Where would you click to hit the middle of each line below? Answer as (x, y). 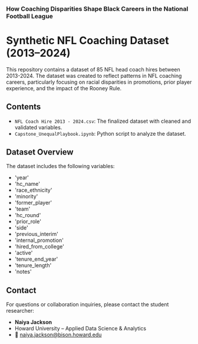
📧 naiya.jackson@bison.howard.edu (58, 335)
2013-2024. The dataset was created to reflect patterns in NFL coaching (94, 76)
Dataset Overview (40, 152)
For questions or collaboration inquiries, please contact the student (88, 304)
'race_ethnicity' (33, 190)
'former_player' (33, 203)
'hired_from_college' (39, 247)
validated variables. (38, 127)
